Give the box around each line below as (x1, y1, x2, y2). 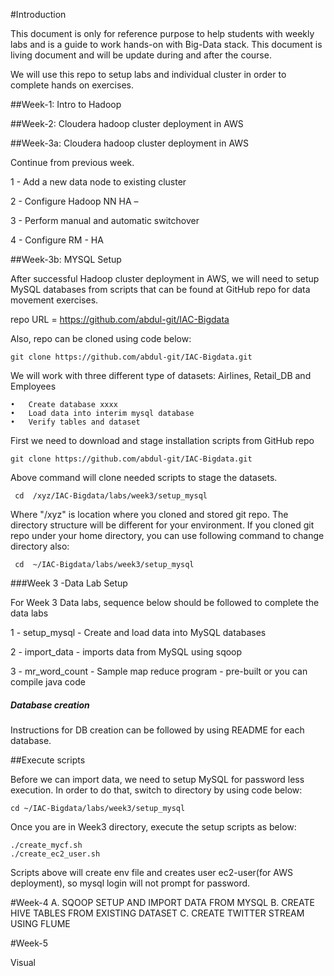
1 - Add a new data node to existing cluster (10, 176, 187, 188)
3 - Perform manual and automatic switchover (10, 215, 200, 226)
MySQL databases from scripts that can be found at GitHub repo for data (10, 284, 311, 295)
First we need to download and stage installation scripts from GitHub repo (10, 435, 315, 446)
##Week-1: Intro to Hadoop (10, 99, 122, 110)
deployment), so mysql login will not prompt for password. (10, 877, 251, 889)
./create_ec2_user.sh (10, 849, 101, 859)
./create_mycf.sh (10, 840, 83, 850)
